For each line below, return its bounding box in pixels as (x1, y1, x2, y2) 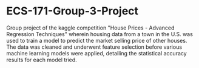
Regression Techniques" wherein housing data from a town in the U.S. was (6, 30, 193, 37)
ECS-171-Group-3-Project (6, 4, 138, 18)
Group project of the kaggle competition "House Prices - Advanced (6, 24, 175, 31)
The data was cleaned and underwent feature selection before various (6, 43, 183, 51)
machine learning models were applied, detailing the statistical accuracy (6, 49, 187, 57)
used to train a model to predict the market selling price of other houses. (6, 37, 187, 44)
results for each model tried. (6, 56, 77, 63)
